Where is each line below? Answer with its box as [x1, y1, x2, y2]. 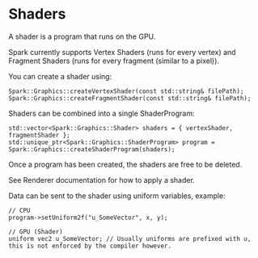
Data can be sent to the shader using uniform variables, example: [8, 191, 226, 201]
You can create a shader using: [8, 71, 112, 81]
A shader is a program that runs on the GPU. [8, 32, 156, 41]
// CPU [8, 206, 31, 214]
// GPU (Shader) [8, 227, 63, 235]
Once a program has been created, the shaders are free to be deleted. [8, 159, 243, 169]
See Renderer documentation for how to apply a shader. [8, 175, 196, 184]
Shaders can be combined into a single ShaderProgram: [8, 108, 195, 118]
